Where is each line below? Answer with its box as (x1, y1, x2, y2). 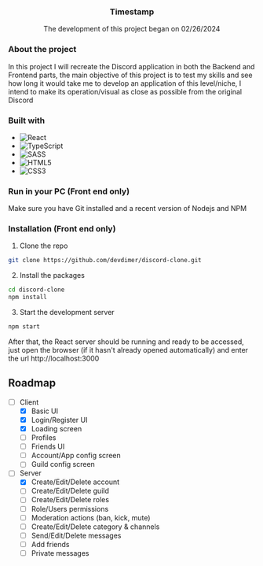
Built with (8, 115, 46, 126)
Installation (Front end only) (8, 224, 116, 235)
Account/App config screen (31, 451, 121, 461)
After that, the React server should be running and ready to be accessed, (8, 337, 245, 346)
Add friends (31, 539, 70, 549)
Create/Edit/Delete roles (31, 495, 110, 505)
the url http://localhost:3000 (8, 353, 100, 363)
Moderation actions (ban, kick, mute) (31, 512, 151, 522)
